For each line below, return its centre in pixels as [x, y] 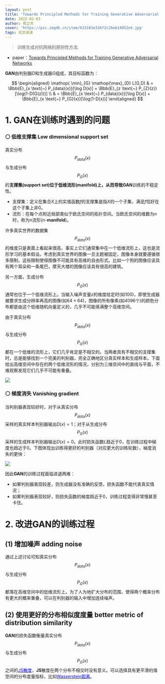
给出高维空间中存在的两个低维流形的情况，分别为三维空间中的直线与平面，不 [82, 364]
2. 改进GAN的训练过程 [50, 524]
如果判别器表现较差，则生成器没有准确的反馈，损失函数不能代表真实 [81, 484]
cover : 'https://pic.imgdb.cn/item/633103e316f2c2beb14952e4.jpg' [74, 28]
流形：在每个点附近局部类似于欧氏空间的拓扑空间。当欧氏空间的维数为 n [84, 214]
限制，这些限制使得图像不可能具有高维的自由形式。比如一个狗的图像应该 [82, 260]
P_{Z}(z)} [148, 88]
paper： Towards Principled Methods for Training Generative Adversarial [85, 58]
